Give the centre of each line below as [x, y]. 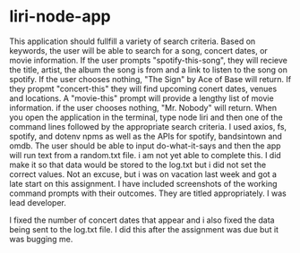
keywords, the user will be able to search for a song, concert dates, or [139, 50]
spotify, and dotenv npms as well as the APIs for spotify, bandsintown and [146, 136]
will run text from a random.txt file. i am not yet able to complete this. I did [146, 155]
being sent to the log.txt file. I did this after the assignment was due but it [144, 229]
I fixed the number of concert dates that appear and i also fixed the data [142, 220]
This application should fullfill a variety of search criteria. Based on [133, 41]
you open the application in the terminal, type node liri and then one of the [146, 117]
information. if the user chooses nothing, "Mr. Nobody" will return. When [143, 107]
